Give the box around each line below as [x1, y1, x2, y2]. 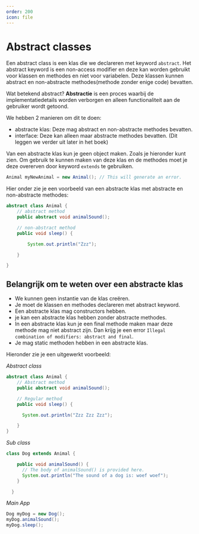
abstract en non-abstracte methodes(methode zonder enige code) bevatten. [6, 79, 194, 86]
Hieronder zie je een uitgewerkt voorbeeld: [6, 351, 111, 358]
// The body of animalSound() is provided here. [21, 467, 145, 473]
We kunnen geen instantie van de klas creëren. [14, 295, 130, 302]
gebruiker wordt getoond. [6, 103, 69, 110]
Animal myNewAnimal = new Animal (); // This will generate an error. [6, 174, 182, 181]
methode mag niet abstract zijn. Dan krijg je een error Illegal [14, 327, 166, 334]
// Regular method [17, 396, 62, 402]
